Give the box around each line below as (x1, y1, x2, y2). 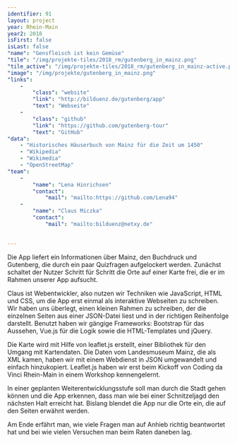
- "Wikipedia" (20, 148, 61, 155)
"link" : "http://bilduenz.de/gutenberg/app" (32, 96, 166, 103)
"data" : (7, 135, 30, 142)
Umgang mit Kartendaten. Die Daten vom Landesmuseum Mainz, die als (7, 348, 217, 356)
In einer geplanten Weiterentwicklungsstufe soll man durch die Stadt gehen (7, 384, 226, 392)
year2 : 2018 (7, 30, 42, 37)
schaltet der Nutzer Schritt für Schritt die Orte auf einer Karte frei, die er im (7, 268, 225, 276)
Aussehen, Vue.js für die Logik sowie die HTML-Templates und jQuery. (7, 326, 213, 335)
